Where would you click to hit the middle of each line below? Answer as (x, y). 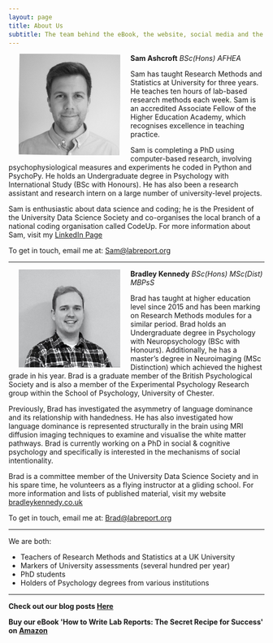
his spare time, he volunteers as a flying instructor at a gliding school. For (131, 485)
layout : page (30, 17)
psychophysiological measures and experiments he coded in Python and (130, 167)
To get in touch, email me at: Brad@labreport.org (90, 518)
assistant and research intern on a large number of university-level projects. (135, 193)
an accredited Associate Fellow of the (193, 109)
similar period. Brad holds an (178, 324)
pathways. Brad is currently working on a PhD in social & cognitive (119, 443)
